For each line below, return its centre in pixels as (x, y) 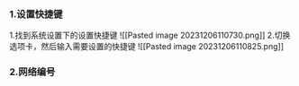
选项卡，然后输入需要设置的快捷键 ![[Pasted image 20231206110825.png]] (147, 47)
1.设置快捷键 (36, 13)
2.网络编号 (32, 72)
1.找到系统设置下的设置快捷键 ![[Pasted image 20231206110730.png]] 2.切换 (150, 35)
